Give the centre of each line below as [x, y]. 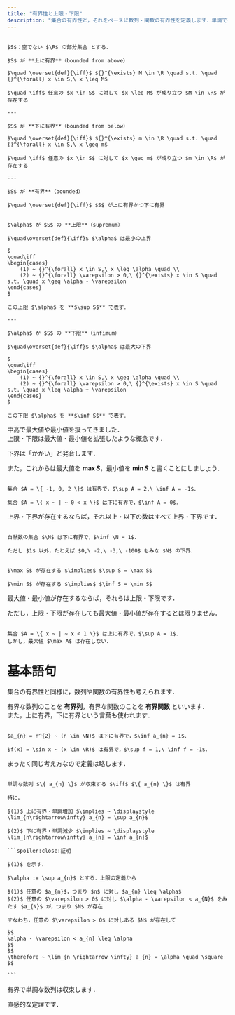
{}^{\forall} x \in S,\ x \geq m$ [58, 145]
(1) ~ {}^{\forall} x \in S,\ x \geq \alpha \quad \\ [100, 377]
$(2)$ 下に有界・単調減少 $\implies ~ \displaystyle [81, 831]
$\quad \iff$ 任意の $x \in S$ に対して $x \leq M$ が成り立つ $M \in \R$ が [116, 93]
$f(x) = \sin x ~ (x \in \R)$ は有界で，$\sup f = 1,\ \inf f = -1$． [109, 750]
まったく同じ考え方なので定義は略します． [68, 764]
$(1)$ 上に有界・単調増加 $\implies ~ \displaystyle [81, 811]
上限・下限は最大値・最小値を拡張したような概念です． [87, 438]
